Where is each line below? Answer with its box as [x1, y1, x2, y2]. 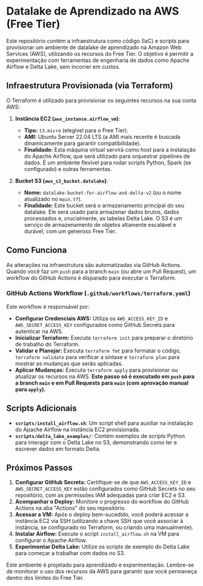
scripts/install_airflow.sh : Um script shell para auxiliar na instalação [15, 419, 193, 426]
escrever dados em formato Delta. [15, 445, 101, 453]
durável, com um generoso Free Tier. [24, 227, 117, 235]
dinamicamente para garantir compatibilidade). [24, 140, 141, 147]
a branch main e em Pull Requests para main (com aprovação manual [15, 379, 189, 386]
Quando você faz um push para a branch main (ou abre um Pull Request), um [6, 268, 197, 275]
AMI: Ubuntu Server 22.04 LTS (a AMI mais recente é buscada [24, 133, 181, 140]
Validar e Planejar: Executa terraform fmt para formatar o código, [15, 347, 181, 354]
